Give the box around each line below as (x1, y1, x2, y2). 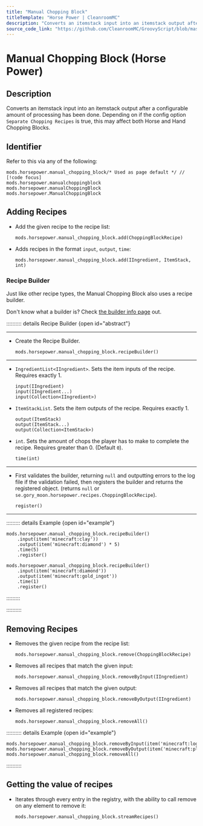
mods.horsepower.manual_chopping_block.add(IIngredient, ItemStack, (14, 257, 192, 263)
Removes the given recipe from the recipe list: (14, 640, 130, 647)
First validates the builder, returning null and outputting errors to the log (14, 472, 195, 479)
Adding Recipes (6, 207, 68, 217)
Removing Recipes (6, 624, 78, 634)
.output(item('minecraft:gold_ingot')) (17, 573, 118, 580)
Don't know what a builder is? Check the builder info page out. (6, 308, 162, 315)
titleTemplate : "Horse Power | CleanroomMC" (6, 15, 120, 21)
